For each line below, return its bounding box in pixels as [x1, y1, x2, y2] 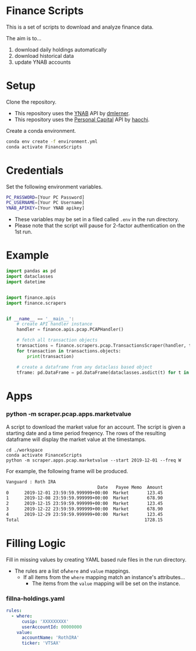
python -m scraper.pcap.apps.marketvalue [6, 410, 131, 418]
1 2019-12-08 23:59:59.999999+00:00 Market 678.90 [6, 495, 163, 501]
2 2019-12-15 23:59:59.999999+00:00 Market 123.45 [6, 501, 163, 507]
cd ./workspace [6, 447, 43, 453]
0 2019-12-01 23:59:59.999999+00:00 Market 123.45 [6, 490, 163, 495]
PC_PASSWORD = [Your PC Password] [6, 194, 85, 200]
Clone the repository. [6, 98, 57, 105]
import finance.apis [6, 294, 57, 301]
